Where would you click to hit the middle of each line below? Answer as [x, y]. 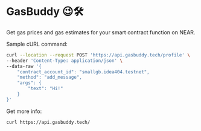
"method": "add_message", [50, 78]
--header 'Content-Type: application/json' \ [64, 61]
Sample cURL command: [37, 44]
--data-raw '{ [24, 66]
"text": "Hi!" [46, 89]
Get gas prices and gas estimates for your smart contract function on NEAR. [101, 32]
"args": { [30, 83]
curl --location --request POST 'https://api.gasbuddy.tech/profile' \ [98, 55]
